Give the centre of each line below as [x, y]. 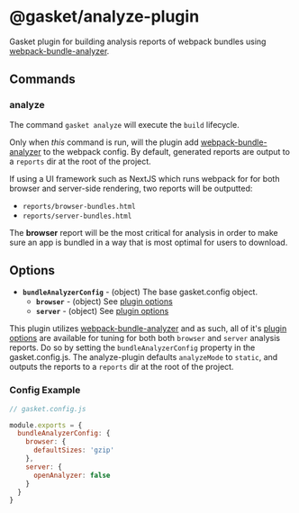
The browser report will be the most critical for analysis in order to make [144, 232]
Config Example [45, 391]
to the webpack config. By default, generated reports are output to [167, 151]
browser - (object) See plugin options [104, 301]
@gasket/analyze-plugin [104, 17]
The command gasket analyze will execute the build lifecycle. [125, 124]
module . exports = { [46, 425]
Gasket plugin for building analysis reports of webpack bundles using [138, 41]
